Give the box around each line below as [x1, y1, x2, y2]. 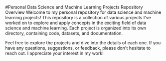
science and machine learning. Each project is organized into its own [5, 25, 147, 31]
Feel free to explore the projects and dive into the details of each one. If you [5, 40, 161, 46]
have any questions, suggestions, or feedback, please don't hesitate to [5, 45, 151, 51]
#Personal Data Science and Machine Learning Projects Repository [5, 4, 143, 10]
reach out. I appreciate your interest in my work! [5, 50, 104, 56]
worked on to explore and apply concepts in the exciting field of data [5, 20, 147, 26]
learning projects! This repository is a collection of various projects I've [5, 15, 151, 20]
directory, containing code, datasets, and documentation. [5, 30, 123, 36]
